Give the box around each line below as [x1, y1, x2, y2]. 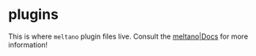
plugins [8, 6, 59, 24]
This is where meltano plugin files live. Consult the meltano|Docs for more [8, 32, 248, 41]
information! [8, 39, 48, 49]
